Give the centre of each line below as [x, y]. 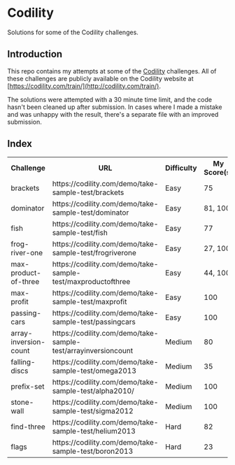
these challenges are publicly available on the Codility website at [100, 78]
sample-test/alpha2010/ [93, 391]
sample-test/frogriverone [94, 252]
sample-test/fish [80, 232]
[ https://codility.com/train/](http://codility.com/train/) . [84, 86]
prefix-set [28, 386]
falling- [23, 362]
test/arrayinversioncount [93, 350]
